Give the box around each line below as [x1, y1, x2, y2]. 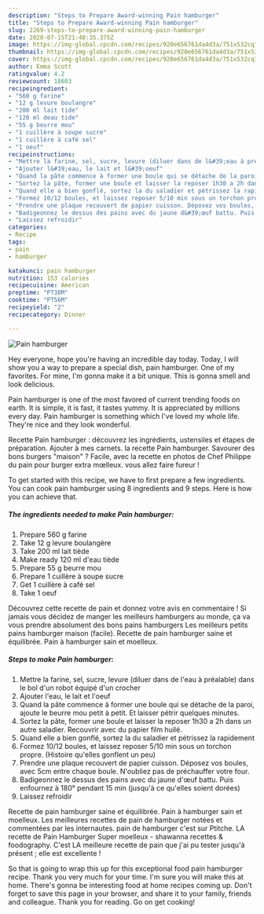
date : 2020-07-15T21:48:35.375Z [8, 33, 114, 42]
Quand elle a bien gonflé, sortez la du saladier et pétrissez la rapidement [19, 732, 255, 743]
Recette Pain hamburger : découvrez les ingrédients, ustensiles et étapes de [8, 435, 255, 444]
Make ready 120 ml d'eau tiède [19, 555, 119, 564]
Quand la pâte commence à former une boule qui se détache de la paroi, [19, 699, 255, 709]
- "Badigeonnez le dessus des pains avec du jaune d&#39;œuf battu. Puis [8, 209, 255, 217]
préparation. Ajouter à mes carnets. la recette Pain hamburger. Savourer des [8, 443, 255, 453]
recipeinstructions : [8, 150, 76, 158]
